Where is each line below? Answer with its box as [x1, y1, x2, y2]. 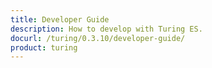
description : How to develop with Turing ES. [10, 24, 203, 34]
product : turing [10, 42, 78, 53]
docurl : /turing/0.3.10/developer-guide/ [10, 33, 186, 43]
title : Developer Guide [10, 14, 110, 25]
